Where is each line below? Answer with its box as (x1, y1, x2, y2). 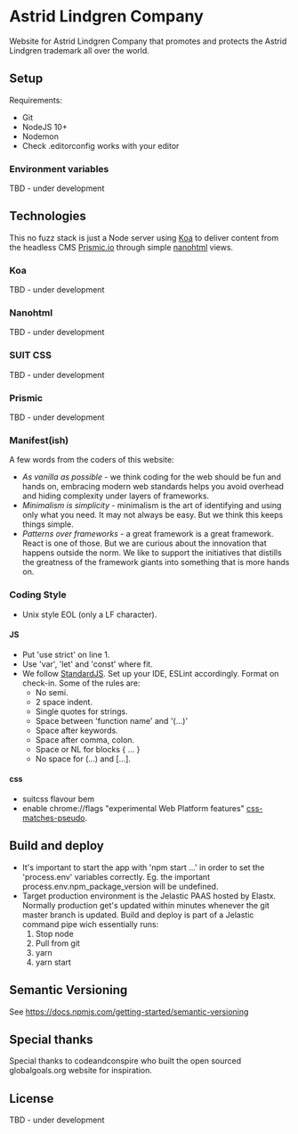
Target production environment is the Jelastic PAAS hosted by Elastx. (21, 890, 277, 901)
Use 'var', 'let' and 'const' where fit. (21, 658, 153, 670)
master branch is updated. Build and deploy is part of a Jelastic (21, 909, 254, 920)
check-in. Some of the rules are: (21, 678, 141, 688)
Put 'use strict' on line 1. (21, 649, 110, 660)
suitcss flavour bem (21, 793, 95, 804)
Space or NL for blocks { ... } (35, 744, 141, 754)
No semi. (35, 686, 68, 697)
